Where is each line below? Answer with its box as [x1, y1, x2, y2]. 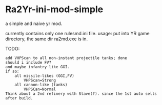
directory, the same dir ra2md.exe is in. [5, 36, 88, 42]
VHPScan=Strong [24, 77, 56, 83]
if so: [5, 69, 19, 74]
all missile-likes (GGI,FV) [14, 73, 74, 78]
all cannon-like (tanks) [14, 82, 68, 87]
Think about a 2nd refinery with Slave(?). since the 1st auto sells [5, 91, 157, 96]
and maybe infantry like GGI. [5, 64, 70, 69]
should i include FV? [5, 60, 52, 65]
